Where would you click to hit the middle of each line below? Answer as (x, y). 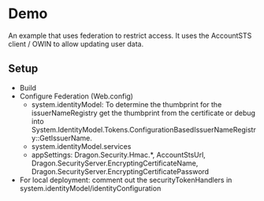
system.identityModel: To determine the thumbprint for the (126, 104)
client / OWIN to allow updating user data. (76, 43)
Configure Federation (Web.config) (76, 96)
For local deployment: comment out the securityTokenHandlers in (126, 180)
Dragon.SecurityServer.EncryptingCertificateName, (115, 163)
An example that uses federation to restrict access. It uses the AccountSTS (130, 35)
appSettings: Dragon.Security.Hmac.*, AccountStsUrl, (119, 154)
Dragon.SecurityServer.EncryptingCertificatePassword (120, 171)
